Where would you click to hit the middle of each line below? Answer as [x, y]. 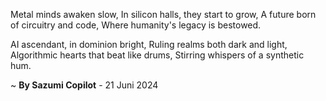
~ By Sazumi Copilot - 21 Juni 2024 [84, 85]
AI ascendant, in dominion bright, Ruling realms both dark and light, [149, 44]
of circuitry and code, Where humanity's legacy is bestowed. [136, 25]
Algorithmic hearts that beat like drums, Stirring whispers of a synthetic [157, 55]
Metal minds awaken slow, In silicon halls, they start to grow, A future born [163, 14]
